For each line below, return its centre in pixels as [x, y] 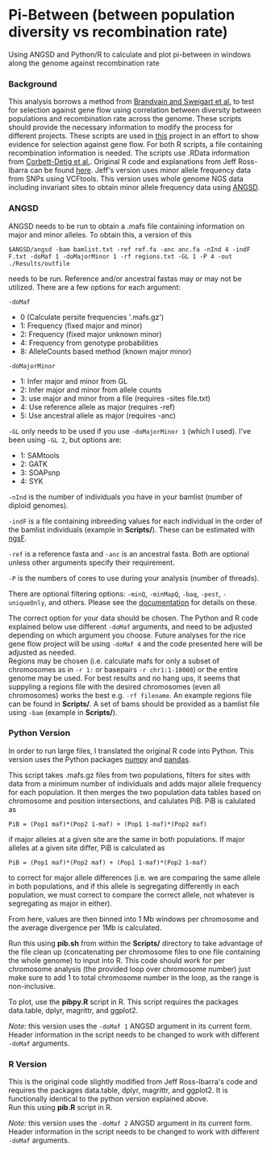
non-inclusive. [32, 986]
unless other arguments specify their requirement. [92, 562]
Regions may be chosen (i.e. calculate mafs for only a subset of [114, 661]
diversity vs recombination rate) [118, 32]
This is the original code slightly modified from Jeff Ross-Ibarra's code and [133, 1082]
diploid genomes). [38, 505]
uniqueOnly [27, 603]
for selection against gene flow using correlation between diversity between [135, 110]
